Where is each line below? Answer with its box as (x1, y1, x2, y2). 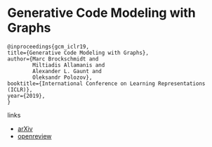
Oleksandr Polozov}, (32, 74, 93, 81)
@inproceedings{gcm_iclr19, (7, 43, 90, 50)
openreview (17, 132, 52, 140)
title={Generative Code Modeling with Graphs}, (7, 49, 150, 56)
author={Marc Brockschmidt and (7, 55, 99, 63)
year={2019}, (7, 92, 46, 99)
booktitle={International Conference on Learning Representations (7, 79, 206, 87)
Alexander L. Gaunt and (32, 68, 102, 75)
